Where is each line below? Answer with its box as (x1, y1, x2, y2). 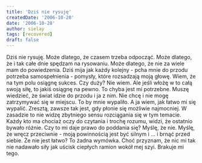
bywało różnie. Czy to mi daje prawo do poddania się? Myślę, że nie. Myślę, (6, 124, 195, 131)
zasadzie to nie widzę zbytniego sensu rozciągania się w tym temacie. (6, 111, 181, 118)
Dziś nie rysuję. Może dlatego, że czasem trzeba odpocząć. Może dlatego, (6, 54, 192, 60)
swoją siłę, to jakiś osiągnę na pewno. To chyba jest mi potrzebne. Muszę (6, 86, 189, 92)
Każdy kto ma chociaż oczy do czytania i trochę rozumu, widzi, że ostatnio (6, 118, 193, 124)
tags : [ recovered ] (6, 31, 53, 37)
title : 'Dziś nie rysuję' (6, 8, 71, 15)
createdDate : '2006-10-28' (6, 14, 74, 21)
